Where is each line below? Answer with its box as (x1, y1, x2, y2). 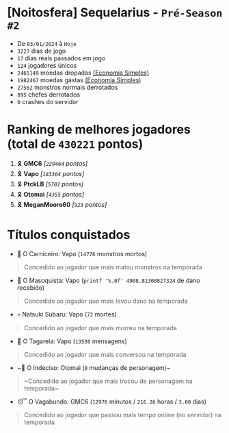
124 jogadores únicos (16, 61, 77, 69)
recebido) (16, 283, 45, 292)
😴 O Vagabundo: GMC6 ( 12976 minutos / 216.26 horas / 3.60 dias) (16, 397, 207, 406)
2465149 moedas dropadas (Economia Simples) (16, 69, 150, 77)
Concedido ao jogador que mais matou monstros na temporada (23, 262, 203, 271)
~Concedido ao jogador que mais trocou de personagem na (23, 377, 193, 385)
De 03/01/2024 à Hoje (16, 39, 77, 47)
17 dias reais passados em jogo (16, 53, 106, 62)
